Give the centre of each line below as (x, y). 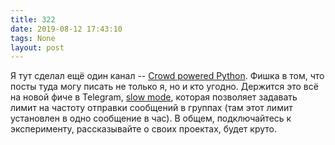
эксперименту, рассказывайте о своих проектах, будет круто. (143, 129)
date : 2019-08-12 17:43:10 (66, 29)
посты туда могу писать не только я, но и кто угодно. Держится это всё (164, 87)
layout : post (37, 47)
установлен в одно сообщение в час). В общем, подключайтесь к (151, 118)
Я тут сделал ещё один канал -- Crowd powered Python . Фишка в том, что (167, 76)
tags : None (33, 38)
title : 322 (33, 19)
